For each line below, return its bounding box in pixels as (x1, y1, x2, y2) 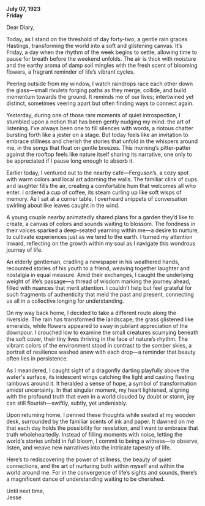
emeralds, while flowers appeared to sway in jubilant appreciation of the (6, 322, 188, 329)
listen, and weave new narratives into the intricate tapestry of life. (6, 444, 171, 451)
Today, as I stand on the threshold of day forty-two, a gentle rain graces (6, 36, 188, 42)
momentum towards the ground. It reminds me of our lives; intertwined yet (6, 93, 194, 100)
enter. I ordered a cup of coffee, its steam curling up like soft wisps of (6, 189, 182, 196)
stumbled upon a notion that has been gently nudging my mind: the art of (6, 118, 191, 125)
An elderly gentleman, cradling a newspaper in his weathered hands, (6, 258, 180, 265)
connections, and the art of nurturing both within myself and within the (6, 462, 185, 469)
